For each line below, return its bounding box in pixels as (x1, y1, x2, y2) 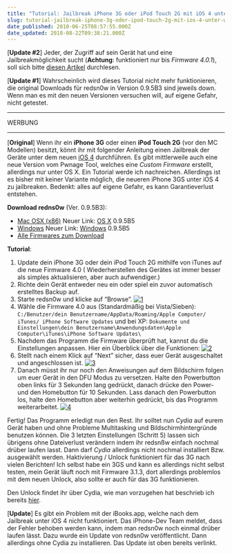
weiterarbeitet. (17, 403, 59, 411)
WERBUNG (7, 118, 39, 127)
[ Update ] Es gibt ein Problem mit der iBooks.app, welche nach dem (7, 510, 199, 518)
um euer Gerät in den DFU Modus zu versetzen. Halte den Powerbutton (17, 373, 221, 382)
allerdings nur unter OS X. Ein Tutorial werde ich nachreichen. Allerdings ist (7, 168, 221, 177)
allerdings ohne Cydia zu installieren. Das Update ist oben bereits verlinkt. (7, 539, 217, 547)
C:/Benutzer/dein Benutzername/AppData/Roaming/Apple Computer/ (17, 311, 206, 319)
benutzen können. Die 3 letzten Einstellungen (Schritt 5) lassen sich (7, 431, 200, 440)
